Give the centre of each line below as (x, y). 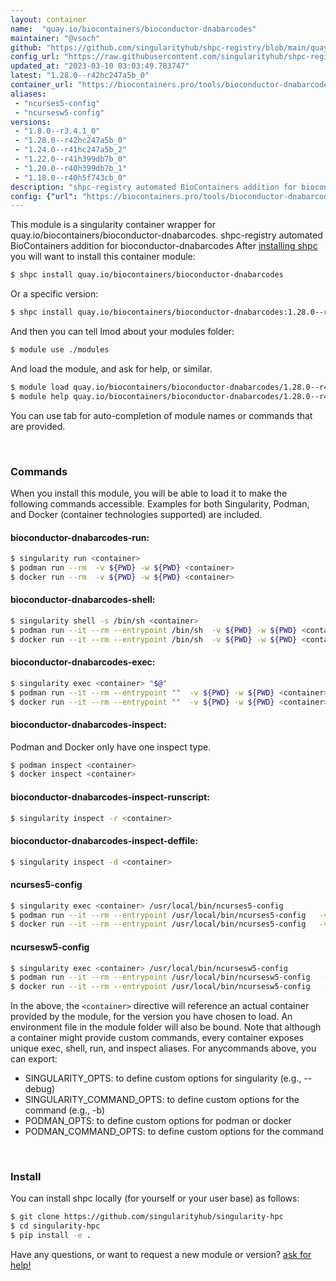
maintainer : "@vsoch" (55, 38)
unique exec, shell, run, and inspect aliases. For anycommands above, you (163, 1048)
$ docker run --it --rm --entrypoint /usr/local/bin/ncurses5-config (158, 924)
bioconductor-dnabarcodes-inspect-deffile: (104, 841)
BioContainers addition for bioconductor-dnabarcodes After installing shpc (164, 246)
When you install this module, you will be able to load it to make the (149, 493)
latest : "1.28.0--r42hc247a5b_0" (80, 76)
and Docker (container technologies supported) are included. (136, 514)
